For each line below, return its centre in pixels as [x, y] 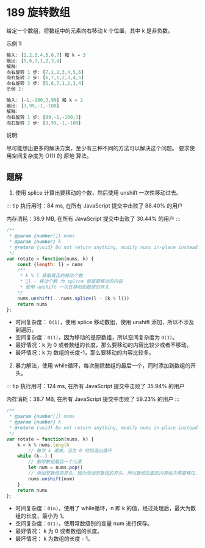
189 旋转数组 [38, 13]
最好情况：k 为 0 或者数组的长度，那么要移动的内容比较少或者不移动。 [103, 345]
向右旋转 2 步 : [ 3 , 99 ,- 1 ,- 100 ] [44, 123]
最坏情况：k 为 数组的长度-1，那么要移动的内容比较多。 [85, 353]
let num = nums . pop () [56, 467]
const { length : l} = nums [50, 264]
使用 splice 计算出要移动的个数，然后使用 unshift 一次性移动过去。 [98, 193]
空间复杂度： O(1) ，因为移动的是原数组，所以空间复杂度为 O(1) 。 [96, 337]
